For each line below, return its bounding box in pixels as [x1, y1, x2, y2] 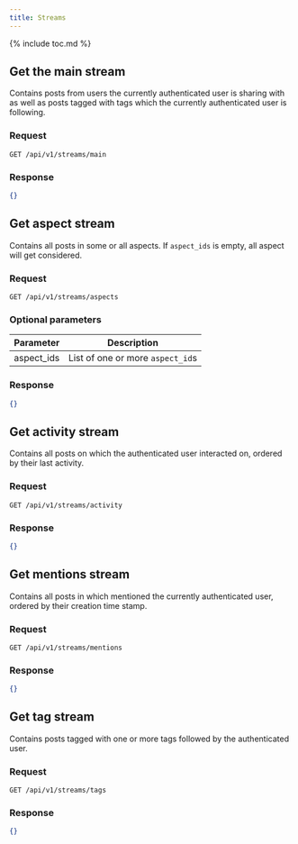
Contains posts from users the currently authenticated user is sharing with [9, 87, 285, 99]
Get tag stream [9, 709, 95, 725]
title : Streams [9, 13, 67, 23]
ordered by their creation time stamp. [9, 600, 148, 611]
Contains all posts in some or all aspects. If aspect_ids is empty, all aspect [9, 240, 285, 250]
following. [9, 107, 46, 118]
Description [106, 337, 159, 349]
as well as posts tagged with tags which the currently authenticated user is [9, 97, 287, 108]
